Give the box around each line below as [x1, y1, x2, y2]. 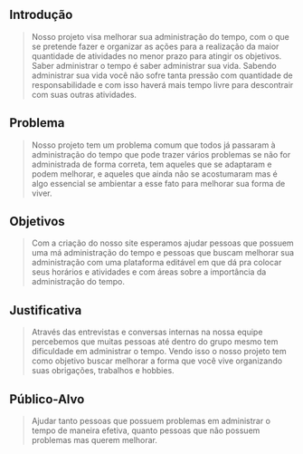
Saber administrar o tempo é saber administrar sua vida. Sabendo [31, 60, 278, 71]
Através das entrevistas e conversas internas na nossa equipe [31, 326, 263, 338]
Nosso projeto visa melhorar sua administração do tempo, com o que [31, 31, 289, 42]
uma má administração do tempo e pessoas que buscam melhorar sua [31, 247, 295, 258]
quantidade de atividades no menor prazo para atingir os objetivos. [31, 50, 282, 62]
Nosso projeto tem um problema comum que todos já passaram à [31, 140, 276, 150]
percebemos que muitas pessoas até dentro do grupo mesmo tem [31, 336, 279, 347]
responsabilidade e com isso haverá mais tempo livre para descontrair [31, 79, 294, 90]
